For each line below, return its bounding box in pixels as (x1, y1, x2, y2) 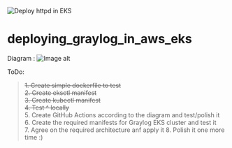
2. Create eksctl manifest (24, 88, 97, 97)
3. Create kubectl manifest (24, 96, 101, 104)
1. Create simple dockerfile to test (24, 81, 121, 89)
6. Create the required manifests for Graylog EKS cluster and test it (24, 118, 217, 126)
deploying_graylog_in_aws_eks (7, 31, 192, 47)
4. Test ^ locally (24, 103, 70, 112)
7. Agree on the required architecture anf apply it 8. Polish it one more (24, 126, 225, 134)
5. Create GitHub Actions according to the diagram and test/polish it (24, 110, 220, 119)
